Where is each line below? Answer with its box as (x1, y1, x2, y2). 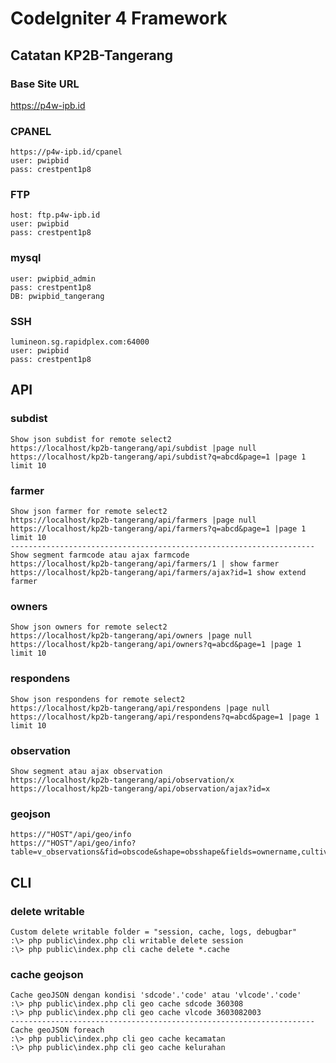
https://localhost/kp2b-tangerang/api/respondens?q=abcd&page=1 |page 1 (10, 712, 320, 722)
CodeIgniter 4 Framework (10, 7, 228, 30)
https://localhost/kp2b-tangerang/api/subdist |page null (10, 443, 257, 453)
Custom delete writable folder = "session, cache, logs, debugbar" (10, 927, 298, 937)
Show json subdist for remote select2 (10, 434, 172, 444)
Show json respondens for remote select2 (10, 694, 186, 704)
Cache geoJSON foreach (10, 1025, 105, 1036)
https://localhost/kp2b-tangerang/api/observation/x (10, 775, 235, 785)
